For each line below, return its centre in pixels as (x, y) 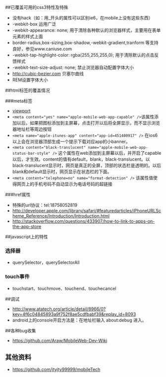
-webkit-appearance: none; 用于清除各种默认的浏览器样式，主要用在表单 (86, 30)
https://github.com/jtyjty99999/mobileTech (56, 370)
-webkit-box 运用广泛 (34, 24)
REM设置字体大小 (30, 80)
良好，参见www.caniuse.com (42, 49)
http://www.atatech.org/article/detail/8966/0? (59, 309)
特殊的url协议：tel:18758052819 (45, 205)
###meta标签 (19, 101)
